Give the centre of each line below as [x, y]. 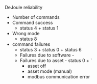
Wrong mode [26, 33]
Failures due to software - [47, 55]
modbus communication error [59, 77]
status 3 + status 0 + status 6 [51, 50]
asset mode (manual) [50, 71]
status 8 [28, 39]
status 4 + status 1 [39, 28]
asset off [37, 66]
